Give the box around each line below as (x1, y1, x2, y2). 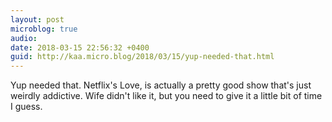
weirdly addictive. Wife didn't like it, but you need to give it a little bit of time (10, 90, 323, 102)
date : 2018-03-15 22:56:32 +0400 (10, 42, 150, 53)
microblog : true (10, 24, 78, 34)
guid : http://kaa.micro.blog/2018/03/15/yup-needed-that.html (10, 52, 275, 62)
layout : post (10, 14, 65, 25)
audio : (10, 33, 38, 43)
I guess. (10, 101, 43, 113)
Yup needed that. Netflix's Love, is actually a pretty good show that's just (10, 79, 312, 91)
